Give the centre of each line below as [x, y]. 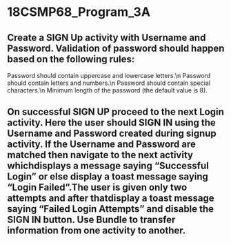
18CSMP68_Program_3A [79, 12]
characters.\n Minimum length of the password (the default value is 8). [108, 90]
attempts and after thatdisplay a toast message [111, 198]
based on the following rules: [71, 59]
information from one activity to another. [97, 231]
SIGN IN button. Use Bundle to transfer [91, 220]
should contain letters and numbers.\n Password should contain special [109, 83]
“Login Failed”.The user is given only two [97, 187]
